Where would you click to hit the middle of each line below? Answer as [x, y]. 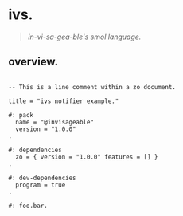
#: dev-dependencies [43, 178]
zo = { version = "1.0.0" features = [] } [87, 157]
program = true [41, 185]
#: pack [21, 115]
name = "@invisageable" [55, 122]
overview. [33, 62]
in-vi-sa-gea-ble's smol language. [84, 37]
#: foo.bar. [28, 206]
